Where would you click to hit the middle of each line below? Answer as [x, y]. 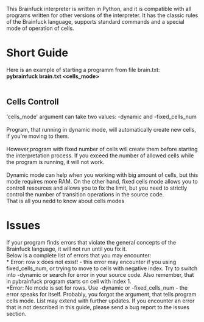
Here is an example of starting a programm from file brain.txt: [83, 70]
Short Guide [37, 53]
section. [16, 313]
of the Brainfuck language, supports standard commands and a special [95, 22]
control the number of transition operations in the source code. [85, 194]
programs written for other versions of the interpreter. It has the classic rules [102, 15]
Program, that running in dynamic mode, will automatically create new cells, [101, 129]
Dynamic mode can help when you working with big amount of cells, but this [102, 175]
